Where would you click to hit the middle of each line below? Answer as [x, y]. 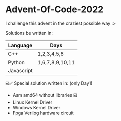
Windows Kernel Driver [36, 107]
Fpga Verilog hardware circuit [43, 113]
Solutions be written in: [29, 33]
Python [16, 62]
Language [20, 45]
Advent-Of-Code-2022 [54, 9]
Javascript [20, 70]
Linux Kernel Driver [32, 102]
